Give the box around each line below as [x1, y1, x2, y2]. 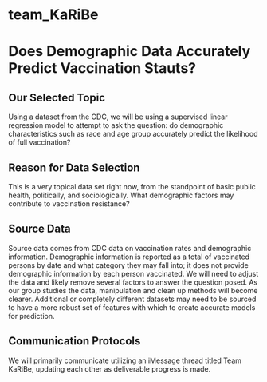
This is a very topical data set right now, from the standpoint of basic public [8, 182, 257, 191]
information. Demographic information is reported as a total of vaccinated [8, 252, 249, 261]
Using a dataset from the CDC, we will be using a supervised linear [8, 112, 228, 121]
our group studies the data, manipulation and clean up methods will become [8, 285, 258, 295]
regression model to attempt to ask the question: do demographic [8, 121, 224, 130]
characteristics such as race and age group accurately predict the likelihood [8, 129, 258, 139]
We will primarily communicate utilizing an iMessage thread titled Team [8, 356, 241, 365]
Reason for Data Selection [8, 161, 140, 174]
